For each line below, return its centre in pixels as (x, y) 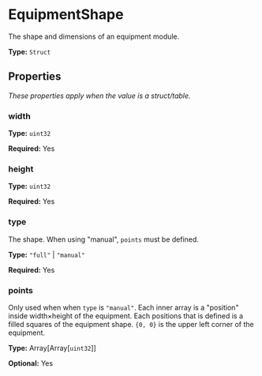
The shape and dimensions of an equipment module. (94, 36)
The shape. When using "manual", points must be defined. (104, 239)
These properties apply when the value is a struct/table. (99, 96)
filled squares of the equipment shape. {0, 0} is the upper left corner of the (131, 324)
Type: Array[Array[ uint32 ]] (52, 348)
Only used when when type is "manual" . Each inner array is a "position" (124, 307)
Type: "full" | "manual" (47, 254)
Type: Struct (30, 51)
